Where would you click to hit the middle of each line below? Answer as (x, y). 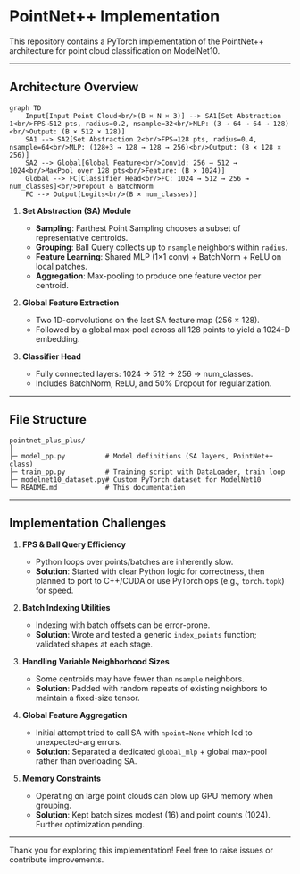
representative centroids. (82, 237)
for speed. (54, 591)
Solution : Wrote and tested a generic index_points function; (146, 635)
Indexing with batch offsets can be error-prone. (123, 625)
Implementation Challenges (88, 523)
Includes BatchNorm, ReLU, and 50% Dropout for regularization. (154, 383)
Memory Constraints (61, 779)
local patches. (61, 266)
